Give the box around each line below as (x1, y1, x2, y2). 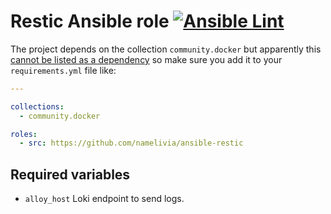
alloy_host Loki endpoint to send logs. (24, 193, 185, 205)
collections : (10, 101, 65, 112)
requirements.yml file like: (10, 64, 117, 76)
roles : (10, 129, 38, 139)
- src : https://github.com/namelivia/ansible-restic (19, 138, 244, 149)
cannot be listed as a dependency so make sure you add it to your (10, 53, 283, 65)
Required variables (10, 166, 131, 183)
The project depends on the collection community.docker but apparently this (10, 43, 322, 55)
